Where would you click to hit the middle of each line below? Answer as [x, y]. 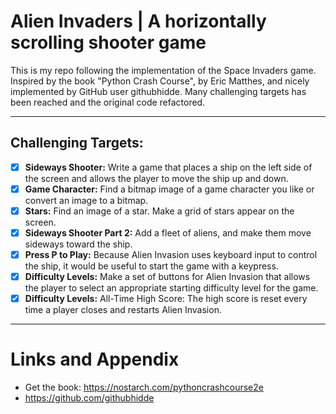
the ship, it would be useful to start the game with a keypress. [151, 266]
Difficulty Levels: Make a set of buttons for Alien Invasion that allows [167, 277]
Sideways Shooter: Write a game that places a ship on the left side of [168, 167]
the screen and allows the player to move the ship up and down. [156, 178]
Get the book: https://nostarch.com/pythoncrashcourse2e [144, 387]
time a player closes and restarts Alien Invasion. [123, 310]
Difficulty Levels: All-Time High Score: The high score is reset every [166, 299]
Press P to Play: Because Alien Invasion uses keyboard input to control [171, 254]
